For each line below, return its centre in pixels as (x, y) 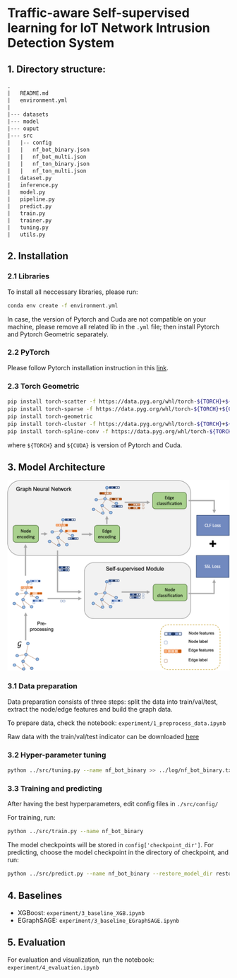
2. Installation (38, 256)
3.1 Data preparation (42, 686)
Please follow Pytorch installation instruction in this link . (88, 367)
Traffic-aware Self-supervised (99, 13)
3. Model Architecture (56, 467)
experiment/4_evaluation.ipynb (53, 967)
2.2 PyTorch (29, 353)
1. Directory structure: (56, 69)
